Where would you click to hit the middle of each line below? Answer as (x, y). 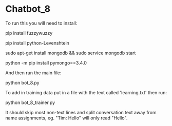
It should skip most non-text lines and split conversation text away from (81, 112)
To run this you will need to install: (41, 23)
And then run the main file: (33, 73)
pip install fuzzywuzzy (29, 33)
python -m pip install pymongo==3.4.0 (46, 62)
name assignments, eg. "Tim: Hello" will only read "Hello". (66, 118)
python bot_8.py (22, 82)
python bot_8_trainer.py (30, 102)
